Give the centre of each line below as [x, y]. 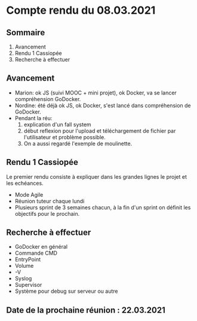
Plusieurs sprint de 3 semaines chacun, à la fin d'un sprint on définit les [103, 207]
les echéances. [25, 183]
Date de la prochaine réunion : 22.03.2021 [86, 310]
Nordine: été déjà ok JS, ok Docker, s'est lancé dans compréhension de [103, 105]
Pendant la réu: [33, 118]
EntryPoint [27, 259]
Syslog [23, 279]
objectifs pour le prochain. [47, 213]
